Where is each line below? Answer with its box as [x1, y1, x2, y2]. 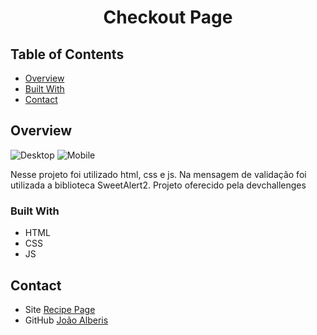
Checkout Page [103, 6, 233, 29]
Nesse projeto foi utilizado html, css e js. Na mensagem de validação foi [10, 168, 307, 180]
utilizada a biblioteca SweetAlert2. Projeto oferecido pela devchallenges [10, 179, 307, 191]
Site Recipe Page [24, 303, 96, 315]
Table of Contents [10, 46, 125, 63]
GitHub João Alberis [24, 314, 109, 326]
